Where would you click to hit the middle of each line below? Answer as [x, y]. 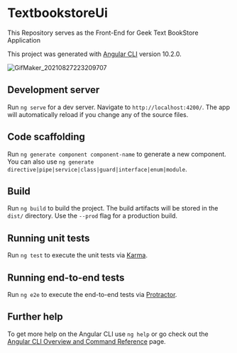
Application [24, 40]
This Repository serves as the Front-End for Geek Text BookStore [103, 33]
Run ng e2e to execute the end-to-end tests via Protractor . [92, 295]
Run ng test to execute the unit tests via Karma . [77, 255]
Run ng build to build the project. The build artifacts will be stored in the [113, 208]
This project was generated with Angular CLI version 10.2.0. [95, 54]
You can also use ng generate [51, 162]
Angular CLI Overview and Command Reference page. [87, 341]
